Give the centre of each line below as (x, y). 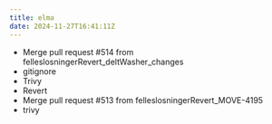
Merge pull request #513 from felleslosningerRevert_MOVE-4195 (143, 100)
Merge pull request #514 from (78, 52)
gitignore (39, 71)
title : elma (32, 18)
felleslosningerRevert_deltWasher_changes (103, 62)
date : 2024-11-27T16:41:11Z (63, 26)
